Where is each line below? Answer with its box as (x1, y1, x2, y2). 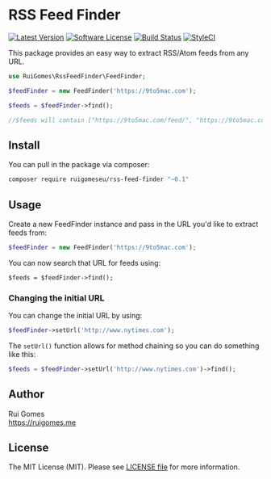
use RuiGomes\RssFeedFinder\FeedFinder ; (8, 72, 147, 80)
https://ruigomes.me (8, 418, 77, 427)
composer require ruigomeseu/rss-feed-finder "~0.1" (8, 175, 190, 183)
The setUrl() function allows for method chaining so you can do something (8, 341, 260, 351)
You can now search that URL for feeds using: (8, 258, 161, 267)
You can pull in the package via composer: (8, 160, 150, 170)
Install (8, 138, 40, 152)
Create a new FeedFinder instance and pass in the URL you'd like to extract (8, 219, 259, 229)
